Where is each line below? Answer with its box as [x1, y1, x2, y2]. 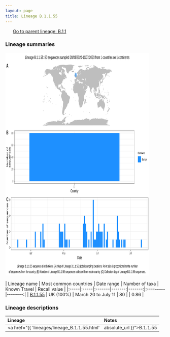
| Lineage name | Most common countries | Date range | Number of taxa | [5, 280, 159, 287]
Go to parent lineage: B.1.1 [12, 28, 67, 34]
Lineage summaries [5, 41, 55, 48]
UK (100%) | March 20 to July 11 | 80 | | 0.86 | [48, 291, 144, 297]
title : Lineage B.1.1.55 [5, 13, 58, 19]
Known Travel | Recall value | [5, 286, 66, 292]
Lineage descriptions [5, 304, 59, 311]
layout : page [5, 8, 33, 13]
